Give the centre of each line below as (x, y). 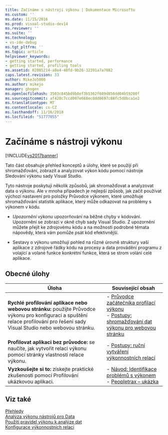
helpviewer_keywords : (28, 56)
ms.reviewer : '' (22, 29)
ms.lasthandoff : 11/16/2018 (34, 112)
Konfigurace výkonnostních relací (40, 427)
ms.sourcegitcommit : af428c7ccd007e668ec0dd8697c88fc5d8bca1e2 (72, 98)
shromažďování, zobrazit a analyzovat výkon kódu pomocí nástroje (74, 170)
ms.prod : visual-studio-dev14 (37, 24)
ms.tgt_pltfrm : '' (24, 47)
